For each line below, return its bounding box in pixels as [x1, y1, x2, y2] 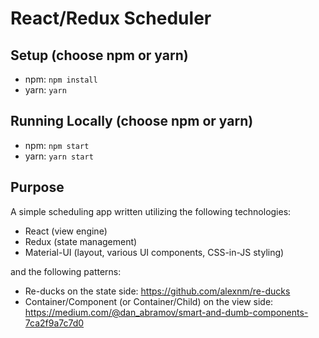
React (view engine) [24, 225, 108, 237]
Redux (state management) [24, 235, 138, 247]
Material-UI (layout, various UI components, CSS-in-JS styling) [24, 246, 285, 258]
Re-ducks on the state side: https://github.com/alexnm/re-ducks [24, 285, 291, 297]
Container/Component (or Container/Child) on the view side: [24, 295, 274, 307]
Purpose [10, 179, 65, 196]
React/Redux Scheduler [10, 7, 212, 30]
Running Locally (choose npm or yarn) [10, 113, 254, 130]
